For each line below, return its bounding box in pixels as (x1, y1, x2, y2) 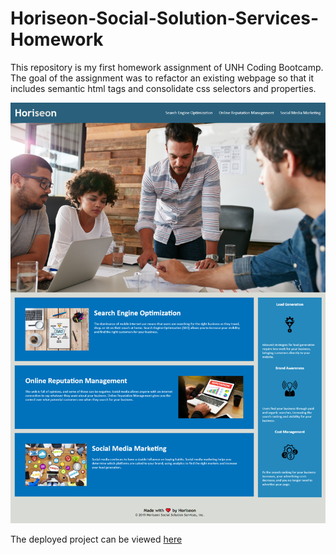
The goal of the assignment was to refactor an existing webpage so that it (10, 72, 315, 84)
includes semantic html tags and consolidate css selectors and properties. (10, 82, 317, 94)
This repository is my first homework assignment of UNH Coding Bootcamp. (10, 61, 324, 73)
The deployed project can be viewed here (10, 533, 183, 545)
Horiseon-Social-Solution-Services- (10, 7, 320, 30)
